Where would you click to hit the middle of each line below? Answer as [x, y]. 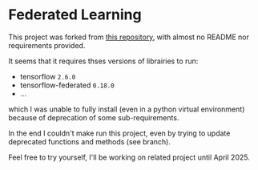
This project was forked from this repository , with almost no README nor [129, 37]
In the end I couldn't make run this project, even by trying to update [119, 133]
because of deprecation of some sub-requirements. [94, 117]
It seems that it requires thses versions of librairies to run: [103, 61]
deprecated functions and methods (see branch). [89, 141]
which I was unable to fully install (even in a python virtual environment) [127, 109]
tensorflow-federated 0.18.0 [67, 85]
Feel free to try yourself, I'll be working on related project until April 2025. [129, 157]
